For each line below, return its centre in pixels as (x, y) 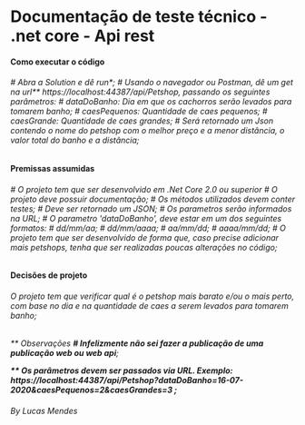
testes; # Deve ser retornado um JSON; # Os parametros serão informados (151, 208)
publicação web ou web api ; (64, 353)
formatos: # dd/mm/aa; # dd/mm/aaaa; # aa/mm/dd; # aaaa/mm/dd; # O (148, 228)
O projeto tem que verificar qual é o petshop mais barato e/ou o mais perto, (152, 296)
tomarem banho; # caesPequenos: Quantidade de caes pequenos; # (139, 112)
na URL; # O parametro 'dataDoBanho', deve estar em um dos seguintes (146, 218)
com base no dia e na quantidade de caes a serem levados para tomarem (149, 305)
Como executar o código (58, 62)
